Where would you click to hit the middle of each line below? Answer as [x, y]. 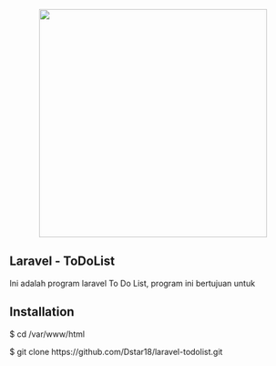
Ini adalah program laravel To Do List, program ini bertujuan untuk [133, 283]
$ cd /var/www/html [47, 334]
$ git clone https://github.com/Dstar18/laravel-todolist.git [116, 351]
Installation [42, 312]
